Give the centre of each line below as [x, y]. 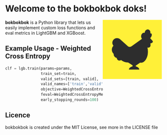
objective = [52, 89]
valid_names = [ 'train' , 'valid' [72, 84]
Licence [18, 115]
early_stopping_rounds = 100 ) [70, 100]
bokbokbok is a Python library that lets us [48, 22]
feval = [47, 95]
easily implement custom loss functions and [50, 27]
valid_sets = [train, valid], [70, 79]
